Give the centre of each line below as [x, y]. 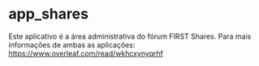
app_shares [49, 14]
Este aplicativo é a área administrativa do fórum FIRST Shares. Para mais [130, 36]
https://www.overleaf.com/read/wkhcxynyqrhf [86, 53]
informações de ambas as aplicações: [72, 44]
